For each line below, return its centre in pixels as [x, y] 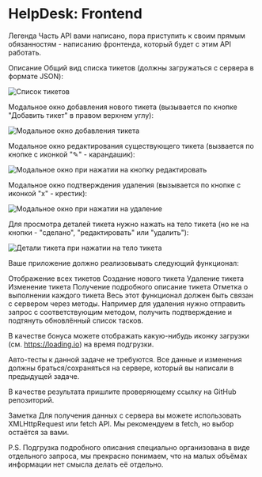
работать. [25, 52]
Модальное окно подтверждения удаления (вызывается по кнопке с [125, 185]
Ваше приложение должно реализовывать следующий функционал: [123, 263]
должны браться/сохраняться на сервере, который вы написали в [121, 368]
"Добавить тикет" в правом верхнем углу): [81, 115]
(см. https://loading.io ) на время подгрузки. [81, 344]
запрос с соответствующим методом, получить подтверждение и [120, 312]
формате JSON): [36, 76]
